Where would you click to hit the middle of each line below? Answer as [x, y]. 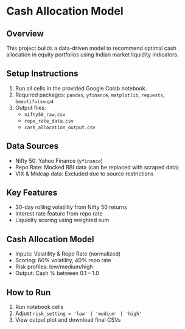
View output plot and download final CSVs [68, 320]
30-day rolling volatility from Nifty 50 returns [71, 207]
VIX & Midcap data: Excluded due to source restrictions [84, 174]
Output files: [31, 107]
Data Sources [33, 146]
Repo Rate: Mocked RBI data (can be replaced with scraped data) [97, 167]
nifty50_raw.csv [45, 114]
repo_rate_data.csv [49, 121]
